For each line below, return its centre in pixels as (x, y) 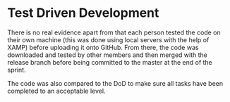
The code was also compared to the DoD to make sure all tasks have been (115, 83)
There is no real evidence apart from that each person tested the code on (114, 32)
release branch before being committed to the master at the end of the (110, 62)
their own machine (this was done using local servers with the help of (108, 39)
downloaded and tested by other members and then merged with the (108, 55)
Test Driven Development (83, 13)
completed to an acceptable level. (56, 91)
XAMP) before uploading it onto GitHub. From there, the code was (103, 47)
